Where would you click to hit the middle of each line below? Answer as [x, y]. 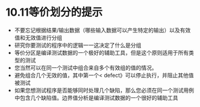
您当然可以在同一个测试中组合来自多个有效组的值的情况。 [86, 67]
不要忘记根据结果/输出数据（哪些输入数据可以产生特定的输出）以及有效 [102, 30]
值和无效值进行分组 [38, 37]
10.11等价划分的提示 [54, 12]
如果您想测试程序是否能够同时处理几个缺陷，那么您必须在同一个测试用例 [104, 90]
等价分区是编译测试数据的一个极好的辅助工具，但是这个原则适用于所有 [102, 52]
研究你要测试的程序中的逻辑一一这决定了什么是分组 [78, 45]
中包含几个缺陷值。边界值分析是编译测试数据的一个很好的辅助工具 [96, 97]
